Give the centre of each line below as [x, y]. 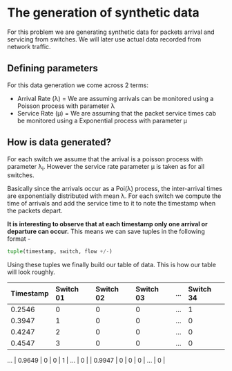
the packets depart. [35, 211]
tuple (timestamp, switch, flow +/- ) [60, 252]
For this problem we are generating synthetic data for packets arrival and [111, 32]
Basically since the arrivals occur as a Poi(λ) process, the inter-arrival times [115, 189]
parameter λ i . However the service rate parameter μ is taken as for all [106, 167]
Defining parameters [53, 68]
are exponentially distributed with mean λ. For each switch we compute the [114, 196]
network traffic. [29, 46]
